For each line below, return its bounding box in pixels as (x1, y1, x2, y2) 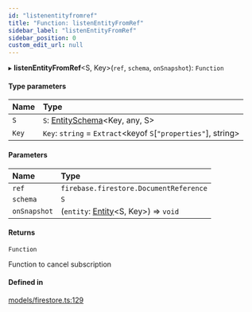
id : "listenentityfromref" (8, 11, 98, 20)
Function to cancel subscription (8, 259, 112, 269)
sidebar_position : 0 (8, 33, 77, 42)
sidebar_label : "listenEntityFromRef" (8, 26, 137, 34)
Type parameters (8, 81, 67, 91)
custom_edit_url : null (8, 41, 83, 49)
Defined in (8, 278, 44, 287)
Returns (8, 228, 36, 237)
